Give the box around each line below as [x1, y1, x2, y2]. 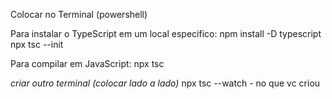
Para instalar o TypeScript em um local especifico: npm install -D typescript [10, 28, 322, 39]
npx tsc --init [10, 39, 64, 50]
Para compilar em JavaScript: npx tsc [10, 58, 165, 69]
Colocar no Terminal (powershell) [10, 9, 148, 20]
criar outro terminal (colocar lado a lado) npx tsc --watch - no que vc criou [10, 77, 321, 89]
